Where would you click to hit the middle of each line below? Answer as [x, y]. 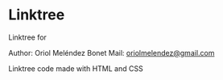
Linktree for [27, 37]
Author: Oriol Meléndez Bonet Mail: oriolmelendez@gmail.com [111, 53]
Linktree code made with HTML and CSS [76, 68]
